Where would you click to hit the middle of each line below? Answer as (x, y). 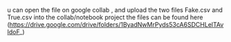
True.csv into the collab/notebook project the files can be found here (105, 17)
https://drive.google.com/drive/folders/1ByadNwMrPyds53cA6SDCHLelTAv (117, 24)
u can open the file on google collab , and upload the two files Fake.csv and (115, 10)
